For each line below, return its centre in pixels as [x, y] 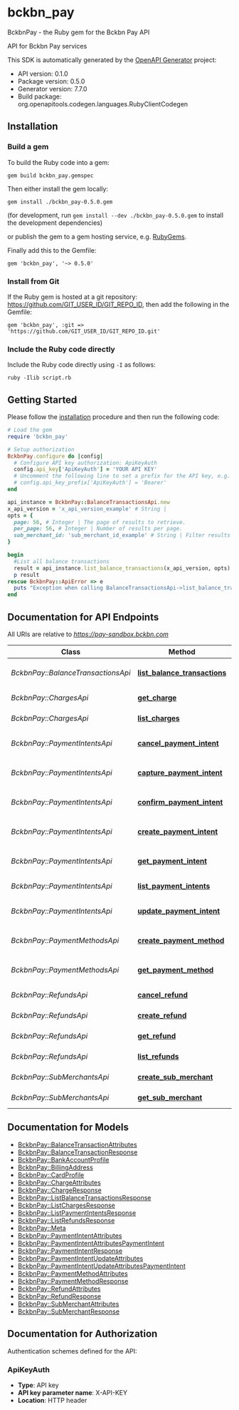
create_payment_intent [178, 831]
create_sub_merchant [175, 1077]
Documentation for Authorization [83, 1334]
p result [27, 575]
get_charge [157, 698]
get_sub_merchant [170, 1097]
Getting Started [42, 399]
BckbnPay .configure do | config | [55, 456]
